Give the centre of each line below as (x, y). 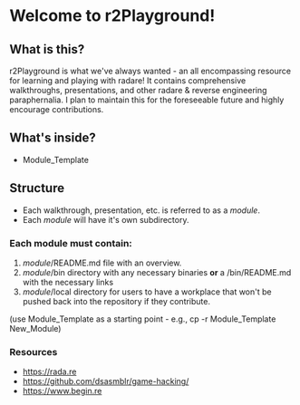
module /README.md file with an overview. (102, 263)
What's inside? (53, 138)
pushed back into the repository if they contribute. (116, 301)
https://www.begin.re (62, 391)
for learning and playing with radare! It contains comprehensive (128, 81)
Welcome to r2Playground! (112, 16)
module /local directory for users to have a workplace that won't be (147, 292)
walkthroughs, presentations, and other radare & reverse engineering (138, 90)
